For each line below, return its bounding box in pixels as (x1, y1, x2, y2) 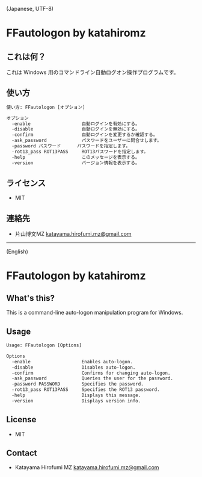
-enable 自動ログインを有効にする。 (11, 120, 140, 127)
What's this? (6, 293, 55, 303)
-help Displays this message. (11, 392, 141, 398)
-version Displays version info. (11, 398, 141, 404)
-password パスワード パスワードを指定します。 (11, 143, 130, 149)
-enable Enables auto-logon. (11, 359, 133, 365)
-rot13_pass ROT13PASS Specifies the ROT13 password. (11, 387, 161, 393)
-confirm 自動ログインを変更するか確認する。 (11, 132, 158, 138)
